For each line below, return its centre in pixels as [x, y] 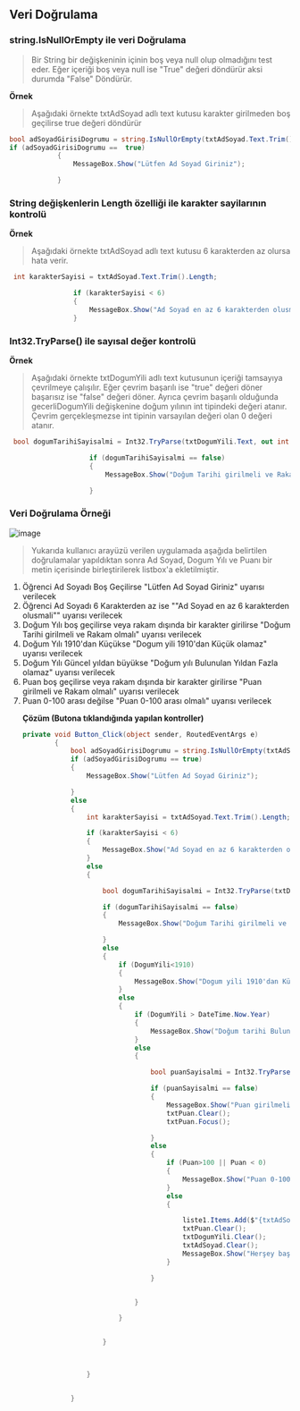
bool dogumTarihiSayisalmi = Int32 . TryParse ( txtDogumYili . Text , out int [151, 442]
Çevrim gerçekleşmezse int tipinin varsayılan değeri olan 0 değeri [151, 416]
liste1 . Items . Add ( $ [219, 1221]
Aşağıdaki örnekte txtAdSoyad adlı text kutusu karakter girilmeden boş [161, 113]
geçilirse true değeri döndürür [86, 123]
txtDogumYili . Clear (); [225, 1238]
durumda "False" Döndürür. [81, 79]
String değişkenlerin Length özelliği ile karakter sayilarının [138, 203]
